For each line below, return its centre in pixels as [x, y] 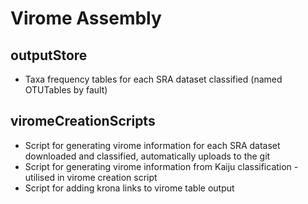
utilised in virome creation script [91, 177]
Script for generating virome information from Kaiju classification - [161, 166]
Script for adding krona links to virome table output [129, 188]
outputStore [49, 55]
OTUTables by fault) [66, 90]
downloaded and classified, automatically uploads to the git [147, 156]
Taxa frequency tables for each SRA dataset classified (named [153, 79]
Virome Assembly [86, 18]
